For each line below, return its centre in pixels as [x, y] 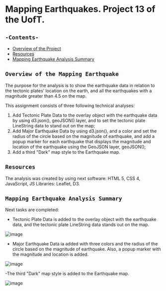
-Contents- [22, 37]
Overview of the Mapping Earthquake [62, 74]
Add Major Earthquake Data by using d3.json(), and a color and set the [84, 131]
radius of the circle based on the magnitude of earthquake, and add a [83, 136]
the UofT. [25, 20]
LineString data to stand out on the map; [54, 125]
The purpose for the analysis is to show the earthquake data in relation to [80, 85]
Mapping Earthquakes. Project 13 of [80, 9]
